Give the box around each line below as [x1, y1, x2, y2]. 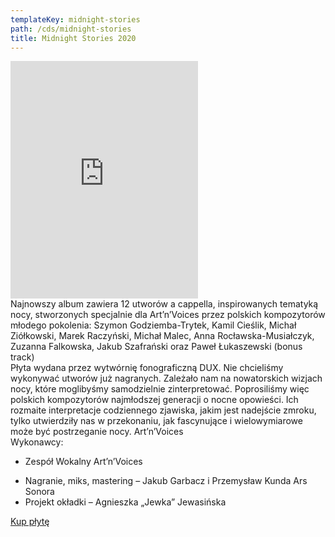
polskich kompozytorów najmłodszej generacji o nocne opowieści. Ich [10, 394, 299, 406]
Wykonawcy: [10, 436, 64, 448]
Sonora [24, 486, 55, 498]
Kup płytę [10, 516, 50, 528]
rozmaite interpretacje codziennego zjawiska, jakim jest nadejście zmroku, [10, 404, 317, 416]
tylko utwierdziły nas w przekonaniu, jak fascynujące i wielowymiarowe [10, 415, 303, 427]
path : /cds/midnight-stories [10, 24, 132, 34]
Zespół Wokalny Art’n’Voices [24, 456, 143, 468]
